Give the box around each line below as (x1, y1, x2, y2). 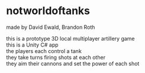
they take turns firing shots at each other (6, 54, 105, 61)
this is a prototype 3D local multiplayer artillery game (6, 35, 135, 42)
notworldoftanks (6, 4, 91, 18)
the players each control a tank (6, 47, 82, 54)
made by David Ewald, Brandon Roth (6, 24, 95, 31)
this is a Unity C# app (6, 41, 59, 48)
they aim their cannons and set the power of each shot (6, 60, 140, 67)
